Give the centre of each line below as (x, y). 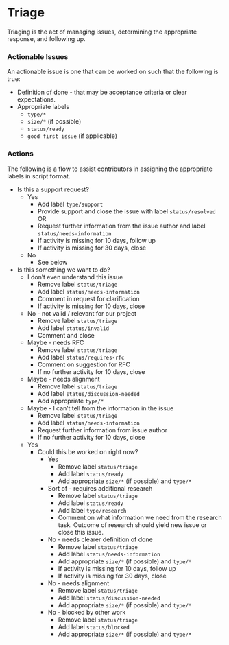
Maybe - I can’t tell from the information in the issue (100, 408)
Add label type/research (92, 510)
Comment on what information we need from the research (140, 517)
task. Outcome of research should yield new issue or (132, 525)
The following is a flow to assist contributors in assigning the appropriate (110, 169)
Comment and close (66, 335)
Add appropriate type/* (71, 401)
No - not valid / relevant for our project (82, 313)
